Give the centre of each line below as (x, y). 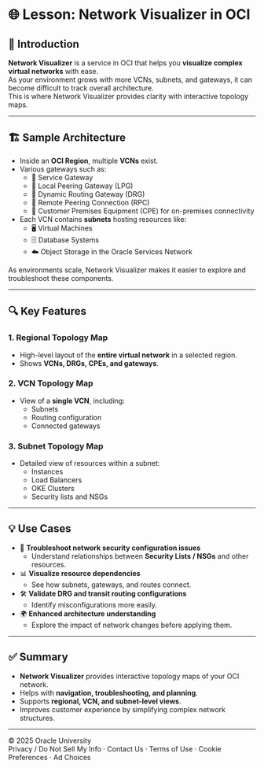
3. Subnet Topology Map (56, 446)
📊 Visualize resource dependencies (80, 573)
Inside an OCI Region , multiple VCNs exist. (89, 161)
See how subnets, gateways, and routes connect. (111, 585)
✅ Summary (38, 657)
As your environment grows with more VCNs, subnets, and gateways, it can (130, 79)
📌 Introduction (44, 44)
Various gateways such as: (63, 169)
